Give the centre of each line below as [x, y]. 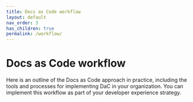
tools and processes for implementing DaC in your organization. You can [95, 86]
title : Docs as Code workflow [44, 12]
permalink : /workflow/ [34, 34]
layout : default [26, 17]
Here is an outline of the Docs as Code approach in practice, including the [96, 80]
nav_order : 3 [22, 23]
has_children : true [30, 28]
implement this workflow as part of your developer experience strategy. [94, 92]
